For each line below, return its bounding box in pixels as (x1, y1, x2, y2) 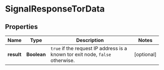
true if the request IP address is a (50, 45, 127, 52)
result (7, 51, 22, 57)
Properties (5, 23, 38, 31)
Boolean (26, 51, 46, 57)
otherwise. (50, 57, 75, 64)
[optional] (134, 51, 157, 57)
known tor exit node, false (50, 51, 111, 57)
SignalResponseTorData (5, 3, 105, 14)
